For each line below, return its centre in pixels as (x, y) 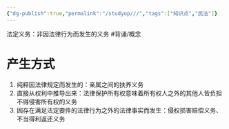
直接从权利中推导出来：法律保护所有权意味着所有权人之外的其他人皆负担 (119, 93)
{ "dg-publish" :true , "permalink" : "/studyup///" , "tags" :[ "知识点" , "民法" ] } (112, 13)
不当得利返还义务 (41, 119)
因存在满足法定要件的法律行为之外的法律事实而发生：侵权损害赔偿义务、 (119, 110)
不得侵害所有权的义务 (47, 102)
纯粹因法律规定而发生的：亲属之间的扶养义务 (80, 84)
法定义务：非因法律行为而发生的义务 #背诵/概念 (74, 34)
